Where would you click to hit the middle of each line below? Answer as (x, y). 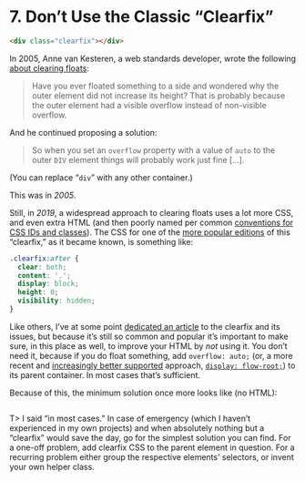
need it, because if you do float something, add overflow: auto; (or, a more (151, 355)
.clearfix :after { (44, 258)
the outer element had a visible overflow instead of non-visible (149, 105)
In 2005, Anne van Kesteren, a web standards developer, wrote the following (153, 58)
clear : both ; (42, 267)
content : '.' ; (44, 275)
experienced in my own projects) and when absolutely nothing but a (137, 428)
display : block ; (48, 284)
